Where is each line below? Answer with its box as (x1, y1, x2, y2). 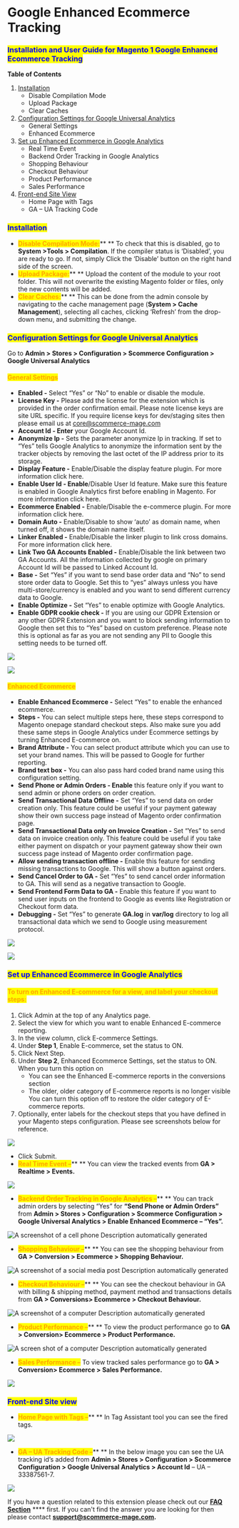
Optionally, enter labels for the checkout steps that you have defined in (17, 1109, 226, 1118)
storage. (17, 457, 43, 466)
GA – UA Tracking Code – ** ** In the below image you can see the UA (17, 1447, 224, 1456)
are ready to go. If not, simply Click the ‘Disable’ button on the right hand (17, 254, 232, 263)
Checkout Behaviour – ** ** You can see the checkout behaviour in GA (17, 1280, 226, 1288)
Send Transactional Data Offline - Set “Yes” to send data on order (17, 796, 214, 805)
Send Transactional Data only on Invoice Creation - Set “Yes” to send (17, 827, 225, 835)
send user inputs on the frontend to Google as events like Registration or (17, 895, 231, 903)
